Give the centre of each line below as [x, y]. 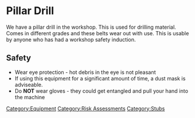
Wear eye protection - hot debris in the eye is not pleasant [85, 72]
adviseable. [29, 85]
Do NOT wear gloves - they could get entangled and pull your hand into [101, 91]
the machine [30, 97]
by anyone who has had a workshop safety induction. [71, 39]
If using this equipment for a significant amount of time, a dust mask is [100, 78]
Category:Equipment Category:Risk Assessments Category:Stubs [85, 108]
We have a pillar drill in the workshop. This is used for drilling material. [91, 27]
